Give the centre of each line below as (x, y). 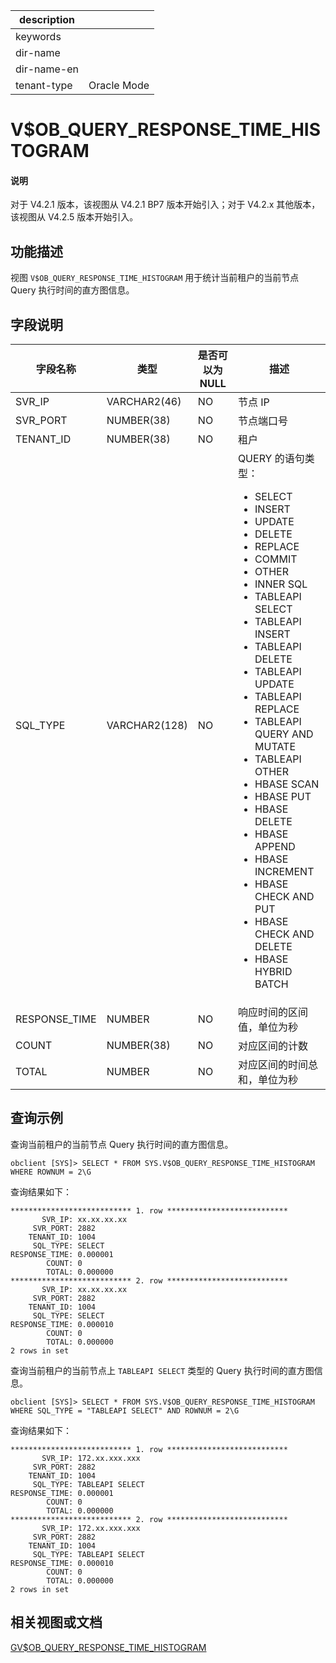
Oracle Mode (119, 85)
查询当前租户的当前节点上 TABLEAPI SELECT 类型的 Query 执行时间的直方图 (162, 1370)
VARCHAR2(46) (144, 402)
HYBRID (273, 972)
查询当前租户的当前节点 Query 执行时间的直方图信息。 (122, 1144)
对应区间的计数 (272, 1046)
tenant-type (44, 85)
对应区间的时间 (272, 1065)
